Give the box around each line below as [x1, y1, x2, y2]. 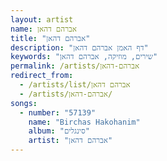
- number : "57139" [19, 107, 97, 118]
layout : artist [10, 14, 74, 25]
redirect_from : [10, 71, 74, 81]
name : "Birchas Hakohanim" [28, 117, 141, 127]
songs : [10, 98, 38, 108]
